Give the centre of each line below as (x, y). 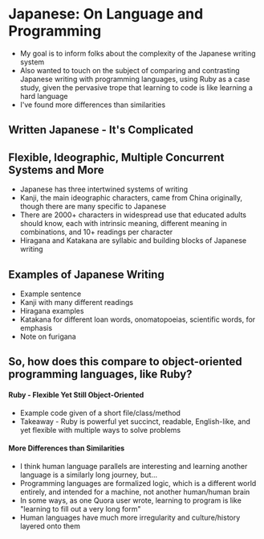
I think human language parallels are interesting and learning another (134, 466)
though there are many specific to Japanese (93, 207)
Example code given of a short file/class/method (100, 413)
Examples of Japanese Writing (86, 274)
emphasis (36, 327)
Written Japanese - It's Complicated (101, 130)
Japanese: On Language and (106, 14)
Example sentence (51, 294)
